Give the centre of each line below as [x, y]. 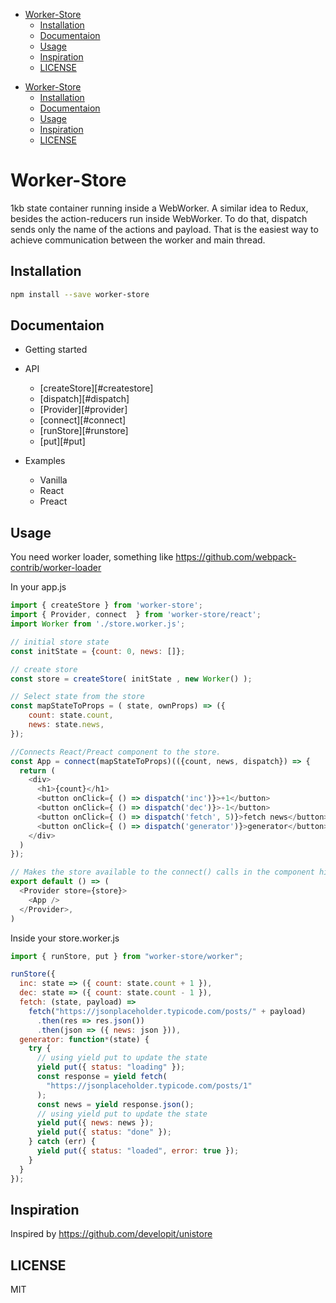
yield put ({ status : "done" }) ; [104, 1132]
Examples [45, 461]
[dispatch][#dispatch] [84, 399]
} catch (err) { [62, 1142]
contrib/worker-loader [56, 568]
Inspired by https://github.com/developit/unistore [111, 1234]
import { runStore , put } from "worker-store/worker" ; [127, 956]
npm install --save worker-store [80, 294]
